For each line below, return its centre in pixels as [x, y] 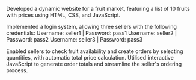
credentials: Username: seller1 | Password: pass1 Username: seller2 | [92, 33]
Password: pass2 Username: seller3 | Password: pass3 [75, 39]
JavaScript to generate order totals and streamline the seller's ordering [94, 64]
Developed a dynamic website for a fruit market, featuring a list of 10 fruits [98, 9]
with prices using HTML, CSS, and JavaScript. [63, 15]
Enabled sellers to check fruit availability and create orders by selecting [95, 51]
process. [17, 70]
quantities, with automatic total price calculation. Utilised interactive [90, 57]
